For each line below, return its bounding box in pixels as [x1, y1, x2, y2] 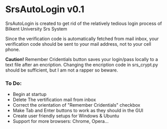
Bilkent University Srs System [5, 25, 67, 31]
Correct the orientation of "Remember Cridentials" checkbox [12, 102, 140, 108]
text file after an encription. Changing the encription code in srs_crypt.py [5, 61, 158, 68]
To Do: [5, 80, 22, 87]
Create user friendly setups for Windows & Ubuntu [12, 113, 120, 119]
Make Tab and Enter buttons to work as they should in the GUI [12, 108, 144, 114]
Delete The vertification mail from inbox [12, 96, 96, 103]
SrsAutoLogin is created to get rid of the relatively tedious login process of [5, 20, 162, 26]
